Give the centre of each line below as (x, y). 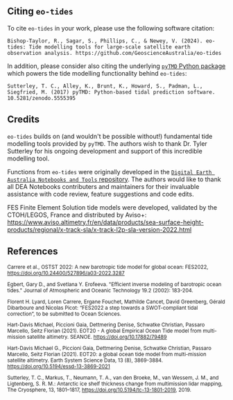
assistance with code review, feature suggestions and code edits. (101, 194)
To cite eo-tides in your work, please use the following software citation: (111, 28)
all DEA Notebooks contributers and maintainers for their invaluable (103, 186)
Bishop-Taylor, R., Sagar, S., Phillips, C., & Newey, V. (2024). (105, 41)
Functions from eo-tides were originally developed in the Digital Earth (110, 172)
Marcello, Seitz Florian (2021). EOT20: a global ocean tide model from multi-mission (107, 355)
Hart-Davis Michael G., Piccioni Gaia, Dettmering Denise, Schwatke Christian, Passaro (109, 349)
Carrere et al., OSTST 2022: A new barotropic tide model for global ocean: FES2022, (108, 267)
